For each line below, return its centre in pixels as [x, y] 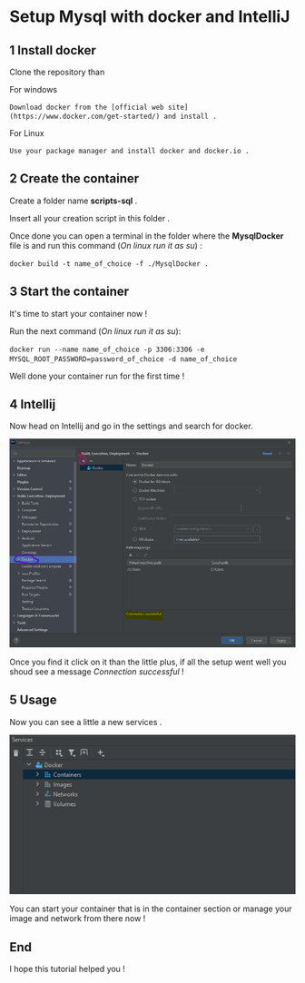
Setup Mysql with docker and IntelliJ [150, 17]
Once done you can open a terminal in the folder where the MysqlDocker [147, 236]
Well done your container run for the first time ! [97, 376]
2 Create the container [74, 179]
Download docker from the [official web [87, 107]
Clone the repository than [57, 72]
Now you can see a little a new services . [86, 722]
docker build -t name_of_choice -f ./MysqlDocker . [109, 264]
